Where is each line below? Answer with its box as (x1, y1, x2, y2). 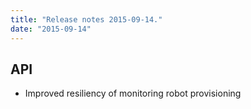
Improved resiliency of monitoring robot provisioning (24, 87, 242, 100)
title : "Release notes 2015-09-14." (10, 14, 163, 25)
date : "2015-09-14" (10, 24, 92, 34)
